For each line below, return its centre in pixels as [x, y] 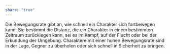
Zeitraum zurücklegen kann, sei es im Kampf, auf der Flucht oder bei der [81, 35]
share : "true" [20, 10]
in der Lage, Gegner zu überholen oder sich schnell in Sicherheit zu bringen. [85, 45]
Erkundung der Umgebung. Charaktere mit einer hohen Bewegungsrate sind [85, 40]
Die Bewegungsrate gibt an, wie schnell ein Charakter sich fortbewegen [80, 24]
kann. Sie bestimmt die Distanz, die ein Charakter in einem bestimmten [79, 30]
